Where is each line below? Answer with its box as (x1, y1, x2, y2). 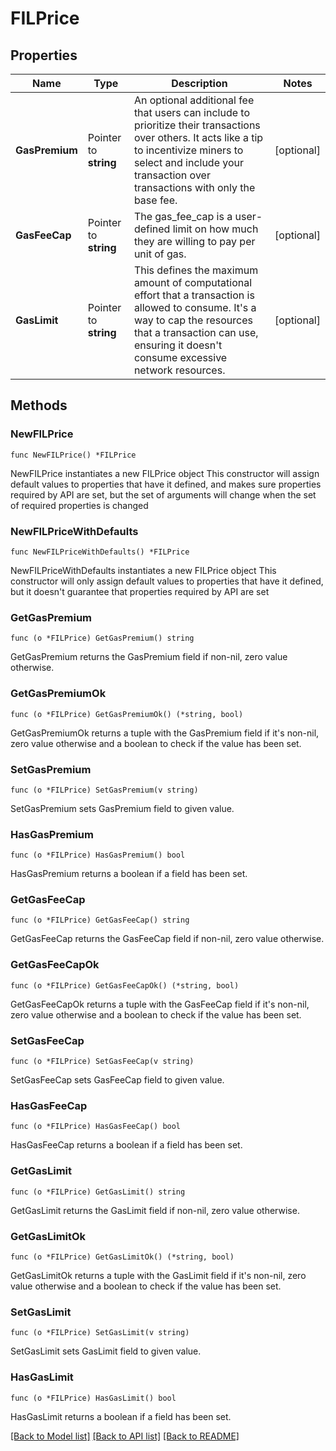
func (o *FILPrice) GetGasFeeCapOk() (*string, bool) (10, 980, 240, 991)
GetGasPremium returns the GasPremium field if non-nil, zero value (10, 651, 288, 663)
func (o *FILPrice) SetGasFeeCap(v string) (10, 1057, 195, 1067)
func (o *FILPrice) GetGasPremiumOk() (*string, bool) (10, 709, 244, 719)
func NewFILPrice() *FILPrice (10, 450, 137, 460)
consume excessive (133, 351, 228, 364)
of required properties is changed (10, 499, 149, 511)
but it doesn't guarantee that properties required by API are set (10, 585, 270, 597)
